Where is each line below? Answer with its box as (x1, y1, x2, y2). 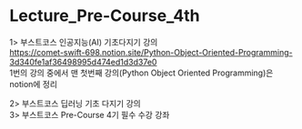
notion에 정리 (9, 78, 57, 89)
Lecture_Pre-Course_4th (9, 5, 200, 26)
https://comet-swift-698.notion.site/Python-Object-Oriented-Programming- (9, 46, 293, 57)
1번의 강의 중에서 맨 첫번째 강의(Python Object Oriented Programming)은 (9, 67, 274, 78)
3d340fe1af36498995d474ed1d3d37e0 (9, 56, 157, 67)
